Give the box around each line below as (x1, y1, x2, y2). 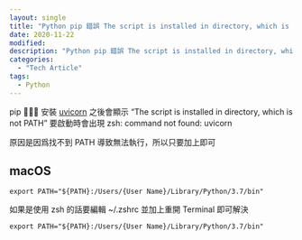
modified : (9, 38, 47, 48)
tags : (9, 72, 30, 81)
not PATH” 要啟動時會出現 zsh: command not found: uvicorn (9, 117, 233, 128)
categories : (9, 55, 54, 64)
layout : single (9, 13, 67, 23)
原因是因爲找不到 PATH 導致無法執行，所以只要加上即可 (9, 136, 216, 147)
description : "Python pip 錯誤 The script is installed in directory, (9, 47, 278, 56)
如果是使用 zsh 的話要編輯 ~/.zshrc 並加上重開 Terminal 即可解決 (9, 204, 250, 215)
